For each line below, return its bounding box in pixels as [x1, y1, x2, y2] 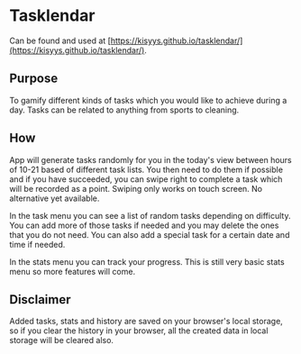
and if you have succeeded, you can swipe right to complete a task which [9, 173, 283, 185]
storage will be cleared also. [9, 335, 114, 346]
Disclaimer [9, 292, 71, 307]
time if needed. [9, 239, 66, 250]
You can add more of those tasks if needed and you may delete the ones [9, 220, 279, 231]
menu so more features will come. [9, 266, 136, 277]
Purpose [9, 71, 59, 86]
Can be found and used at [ [9, 35, 111, 46]
